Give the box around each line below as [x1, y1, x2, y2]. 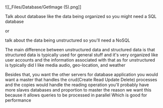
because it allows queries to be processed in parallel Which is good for [5, 92, 147, 98]
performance [5, 97, 32, 103]
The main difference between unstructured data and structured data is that [5, 47, 155, 52]
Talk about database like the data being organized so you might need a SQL [5, 14, 157, 19]
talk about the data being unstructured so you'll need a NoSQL [5, 37, 130, 43]
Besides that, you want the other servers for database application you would [5, 72, 158, 77]
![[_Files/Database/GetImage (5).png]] [5, 4, 82, 10]
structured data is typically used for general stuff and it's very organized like [5, 52, 158, 58]
